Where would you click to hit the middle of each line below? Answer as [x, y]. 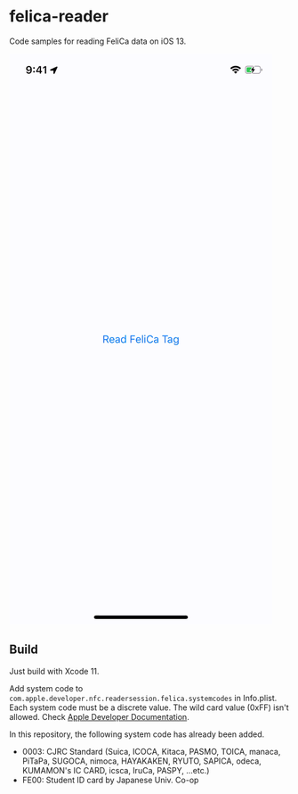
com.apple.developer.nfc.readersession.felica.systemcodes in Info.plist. [143, 698]
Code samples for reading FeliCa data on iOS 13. [98, 41]
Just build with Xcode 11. [54, 671]
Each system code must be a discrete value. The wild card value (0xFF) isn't [149, 707]
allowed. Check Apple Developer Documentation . [99, 716]
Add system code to [46, 688]
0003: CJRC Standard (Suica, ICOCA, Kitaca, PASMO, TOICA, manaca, [151, 751]
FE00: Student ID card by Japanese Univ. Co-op [110, 780]
